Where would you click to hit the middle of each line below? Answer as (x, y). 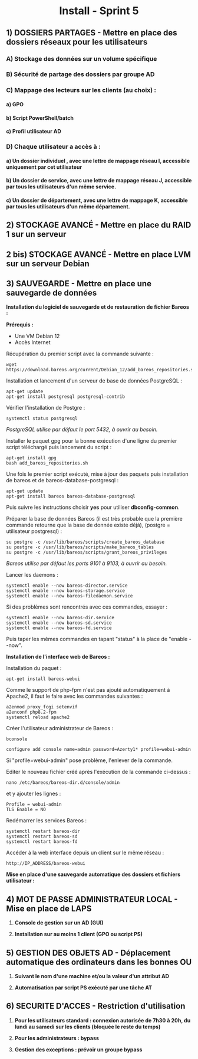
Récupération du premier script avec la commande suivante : (80, 354)
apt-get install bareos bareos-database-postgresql (71, 496)
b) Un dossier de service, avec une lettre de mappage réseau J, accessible (99, 181)
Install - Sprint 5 (99, 11)
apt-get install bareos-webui (43, 679)
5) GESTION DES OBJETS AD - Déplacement (88, 952)
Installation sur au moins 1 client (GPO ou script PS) (79, 934)
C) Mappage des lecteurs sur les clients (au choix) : (81, 90)
